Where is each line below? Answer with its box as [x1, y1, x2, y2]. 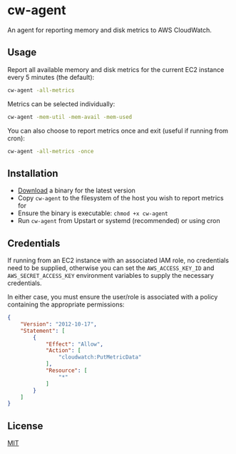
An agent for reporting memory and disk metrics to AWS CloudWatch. [7, 26, 212, 34]
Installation [7, 167, 58, 180]
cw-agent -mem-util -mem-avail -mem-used [7, 113, 133, 120]
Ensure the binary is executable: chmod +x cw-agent [17, 209, 169, 217]
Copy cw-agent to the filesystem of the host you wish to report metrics [17, 194, 224, 202]
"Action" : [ [45, 347, 81, 354]
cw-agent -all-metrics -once [7, 148, 94, 155]
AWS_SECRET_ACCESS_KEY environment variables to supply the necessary [7, 272, 214, 279]
